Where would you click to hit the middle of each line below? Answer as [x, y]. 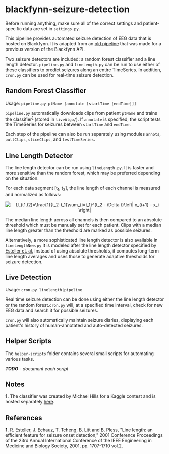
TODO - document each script [37, 368]
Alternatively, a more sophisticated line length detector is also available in [81, 240]
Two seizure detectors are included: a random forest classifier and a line [80, 59]
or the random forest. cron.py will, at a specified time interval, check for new [84, 305]
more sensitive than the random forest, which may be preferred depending [83, 173]
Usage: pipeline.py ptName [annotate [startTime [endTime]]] [71, 103]
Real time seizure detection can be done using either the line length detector [85, 299]
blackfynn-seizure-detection [67, 9]
